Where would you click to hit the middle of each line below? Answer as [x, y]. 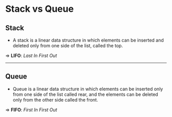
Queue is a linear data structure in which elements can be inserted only [88, 89]
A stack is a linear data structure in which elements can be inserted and [88, 40]
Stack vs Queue [40, 9]
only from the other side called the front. [55, 100]
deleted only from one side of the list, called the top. [68, 46]
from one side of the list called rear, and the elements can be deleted [85, 94]
